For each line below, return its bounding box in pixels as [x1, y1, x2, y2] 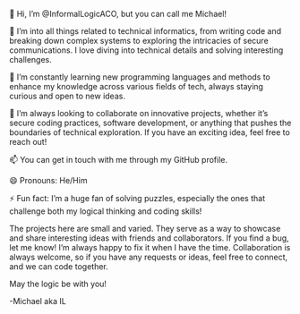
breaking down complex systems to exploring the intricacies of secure [9, 36, 269, 46]
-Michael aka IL [9, 296, 67, 306]
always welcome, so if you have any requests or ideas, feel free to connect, [9, 251, 288, 262]
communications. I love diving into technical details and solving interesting [9, 45, 284, 55]
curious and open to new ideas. [9, 90, 125, 101]
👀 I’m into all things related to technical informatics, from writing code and [9, 26, 282, 36]
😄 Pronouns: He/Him [9, 175, 88, 185]
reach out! [9, 137, 47, 147]
